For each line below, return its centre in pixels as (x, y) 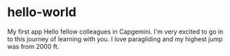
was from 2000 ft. (33, 46)
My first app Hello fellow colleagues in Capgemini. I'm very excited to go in (115, 31)
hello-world (42, 12)
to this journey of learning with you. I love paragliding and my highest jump (115, 38)
